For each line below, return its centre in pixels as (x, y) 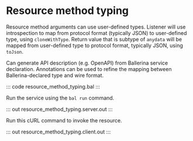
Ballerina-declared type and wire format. (55, 75)
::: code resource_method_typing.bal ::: (53, 86)
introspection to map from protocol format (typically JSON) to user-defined (96, 33)
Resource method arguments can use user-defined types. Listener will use (96, 27)
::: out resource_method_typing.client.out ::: (58, 132)
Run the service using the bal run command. (60, 98)
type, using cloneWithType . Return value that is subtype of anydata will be (94, 39)
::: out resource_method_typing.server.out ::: (59, 109)
